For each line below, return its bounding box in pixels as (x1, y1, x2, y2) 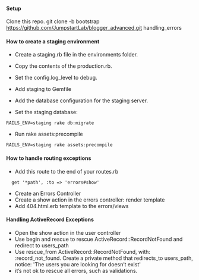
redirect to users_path (14, 241, 70, 249)
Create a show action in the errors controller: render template (14, 196, 165, 203)
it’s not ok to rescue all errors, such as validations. (14, 267, 138, 274)
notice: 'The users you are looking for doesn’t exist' (14, 260, 141, 268)
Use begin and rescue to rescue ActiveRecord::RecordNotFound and (14, 235, 183, 243)
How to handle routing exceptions (6, 155, 91, 162)
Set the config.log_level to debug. (14, 74, 97, 81)
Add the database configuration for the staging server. (14, 97, 149, 104)
